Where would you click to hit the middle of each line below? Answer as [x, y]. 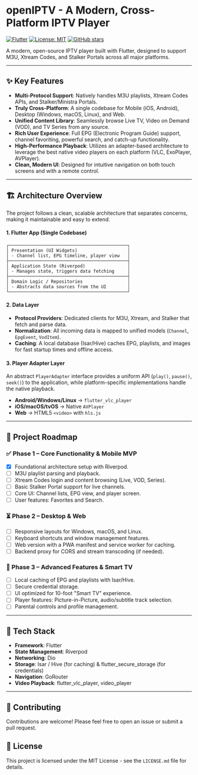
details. [15, 767]
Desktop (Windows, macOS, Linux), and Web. [70, 114]
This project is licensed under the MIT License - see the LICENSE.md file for [96, 760]
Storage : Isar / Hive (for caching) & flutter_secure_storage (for [90, 664]
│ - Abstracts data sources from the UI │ [68, 287]
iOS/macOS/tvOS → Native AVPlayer [59, 406]
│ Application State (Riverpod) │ [68, 266]
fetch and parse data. [41, 324]
